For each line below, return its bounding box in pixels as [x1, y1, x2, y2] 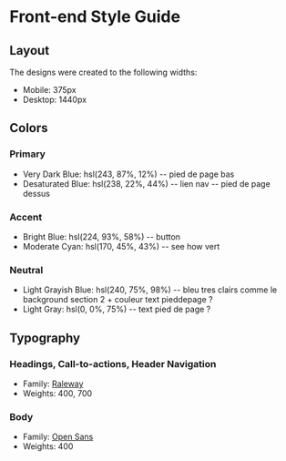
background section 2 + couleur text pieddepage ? [22, 294, 213, 305]
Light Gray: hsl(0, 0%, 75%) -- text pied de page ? [22, 303, 211, 315]
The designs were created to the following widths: [9, 67, 198, 77]
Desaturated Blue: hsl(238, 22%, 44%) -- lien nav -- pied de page [22, 178, 271, 189]
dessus [22, 188, 50, 199]
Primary [9, 148, 46, 160]
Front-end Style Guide [9, 6, 180, 27]
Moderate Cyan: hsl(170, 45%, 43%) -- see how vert [22, 241, 220, 251]
